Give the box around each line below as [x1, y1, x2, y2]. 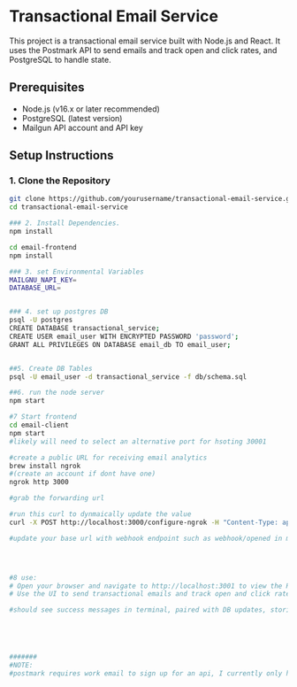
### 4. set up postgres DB [9, 307, 109, 316]
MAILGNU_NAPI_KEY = [9, 275, 77, 284]
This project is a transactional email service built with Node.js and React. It [9, 35, 281, 46]
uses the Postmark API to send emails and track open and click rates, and [9, 44, 278, 55]
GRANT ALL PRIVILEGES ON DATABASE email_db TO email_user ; [9, 340, 232, 349]
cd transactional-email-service [9, 203, 128, 212]
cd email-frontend [9, 243, 77, 251]
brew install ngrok [9, 461, 81, 470]
